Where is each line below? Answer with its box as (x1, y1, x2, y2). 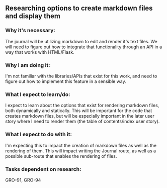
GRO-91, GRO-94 (5, 177, 41, 183)
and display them (5, 12, 61, 21)
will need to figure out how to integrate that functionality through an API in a (5, 44, 162, 50)
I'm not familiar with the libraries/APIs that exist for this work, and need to (5, 73, 157, 79)
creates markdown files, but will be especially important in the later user (5, 113, 154, 119)
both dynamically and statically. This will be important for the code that (5, 108, 152, 114)
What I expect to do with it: (5, 131, 72, 138)
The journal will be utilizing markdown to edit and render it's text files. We (5, 38, 157, 44)
